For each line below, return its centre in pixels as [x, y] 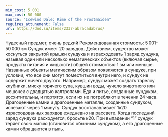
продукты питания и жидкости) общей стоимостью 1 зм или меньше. [80, 65]
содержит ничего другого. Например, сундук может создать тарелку [80, 81]
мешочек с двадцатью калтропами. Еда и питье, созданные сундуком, [82, 92]
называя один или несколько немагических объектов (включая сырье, [82, 59]
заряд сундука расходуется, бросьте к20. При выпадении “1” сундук [79, 118]
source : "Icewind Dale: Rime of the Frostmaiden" [58, 19]
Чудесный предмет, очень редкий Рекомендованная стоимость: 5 [77, 43]
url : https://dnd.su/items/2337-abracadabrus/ [55, 29]
